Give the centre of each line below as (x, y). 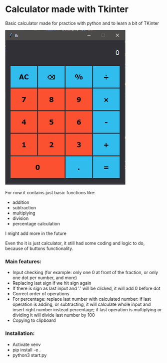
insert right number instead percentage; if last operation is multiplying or (87, 310)
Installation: (20, 333)
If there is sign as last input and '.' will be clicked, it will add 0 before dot (86, 288)
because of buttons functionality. (39, 248)
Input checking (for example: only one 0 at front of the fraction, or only (85, 273)
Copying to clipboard (34, 320)
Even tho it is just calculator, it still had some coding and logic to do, (75, 243)
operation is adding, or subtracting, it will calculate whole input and (81, 304)
